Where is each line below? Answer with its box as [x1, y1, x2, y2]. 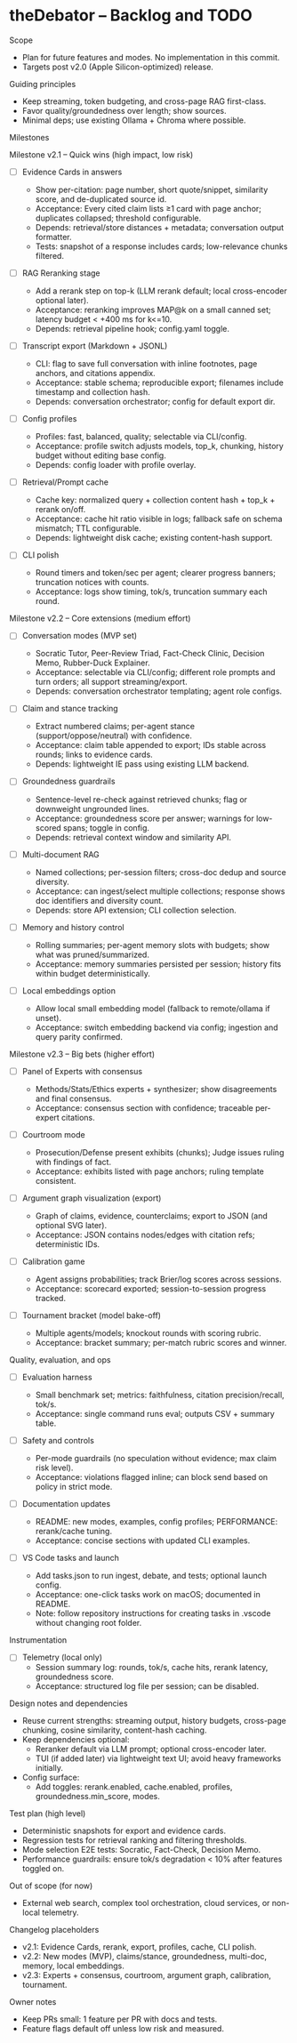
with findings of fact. [35, 1156, 112, 1167]
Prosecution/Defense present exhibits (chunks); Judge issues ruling [35, 1146, 285, 1157]
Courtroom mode [21, 1129, 86, 1139]
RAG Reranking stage [21, 268, 100, 278]
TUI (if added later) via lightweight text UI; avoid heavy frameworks [35, 1753, 282, 1764]
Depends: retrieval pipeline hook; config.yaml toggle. [35, 324, 229, 334]
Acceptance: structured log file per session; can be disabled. [35, 1681, 260, 1692]
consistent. [35, 1175, 76, 1186]
